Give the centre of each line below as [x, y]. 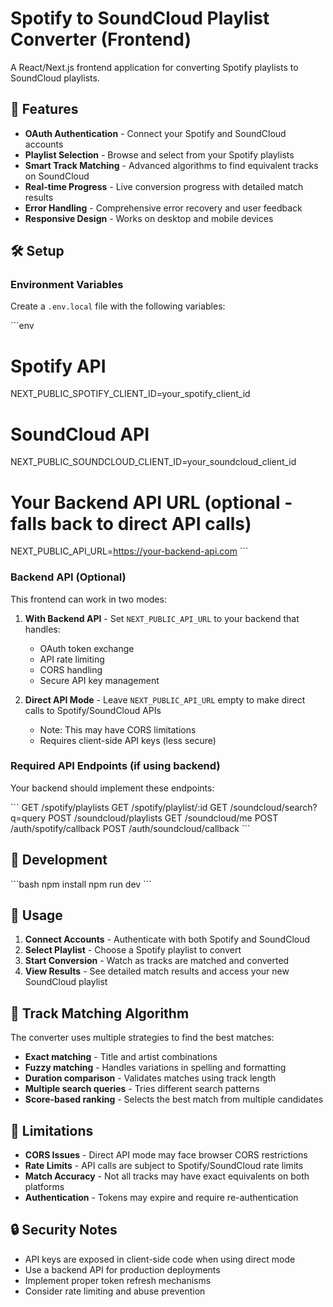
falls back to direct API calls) [131, 523]
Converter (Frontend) [101, 39]
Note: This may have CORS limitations [118, 729]
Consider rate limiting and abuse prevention [115, 1291]
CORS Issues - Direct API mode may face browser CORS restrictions [166, 1155]
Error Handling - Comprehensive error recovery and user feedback [163, 208]
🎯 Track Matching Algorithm [100, 1013]
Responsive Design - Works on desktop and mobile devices [149, 218]
